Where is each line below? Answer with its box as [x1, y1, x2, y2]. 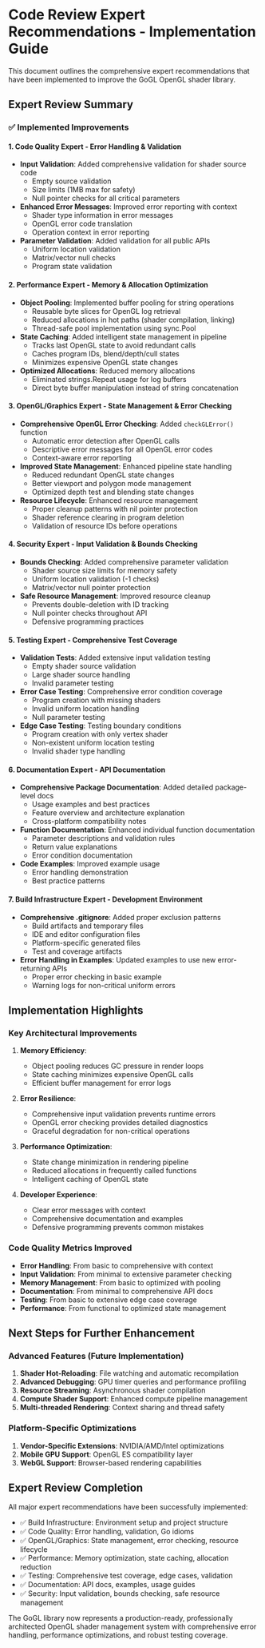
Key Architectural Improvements [8, 1027, 137, 1039]
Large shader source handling [31, 670, 131, 680]
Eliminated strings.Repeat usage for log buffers [31, 374, 187, 384]
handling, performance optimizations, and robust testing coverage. [8, 1630, 228, 1640]
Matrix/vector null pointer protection [31, 583, 151, 593]
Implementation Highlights [8, 1003, 144, 1018]
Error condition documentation [31, 850, 133, 860]
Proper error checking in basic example [31, 971, 162, 982]
